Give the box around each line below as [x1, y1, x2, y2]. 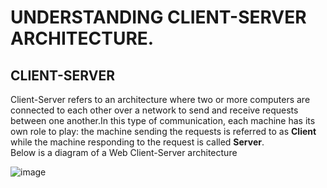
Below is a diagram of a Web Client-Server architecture [10, 147, 238, 158]
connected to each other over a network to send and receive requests [10, 104, 299, 116]
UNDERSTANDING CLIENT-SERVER [10, 6, 307, 29]
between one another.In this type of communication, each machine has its [10, 115, 316, 126]
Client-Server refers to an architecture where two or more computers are [10, 94, 311, 105]
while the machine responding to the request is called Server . [10, 136, 265, 148]
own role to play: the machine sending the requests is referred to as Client [10, 126, 317, 137]
